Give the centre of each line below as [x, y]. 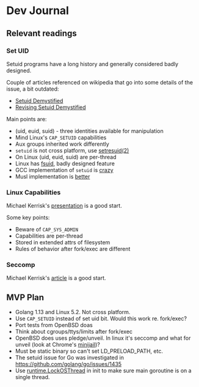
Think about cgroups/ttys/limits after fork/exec [74, 332]
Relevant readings [42, 33]
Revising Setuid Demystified [51, 107]
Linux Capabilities [34, 192]
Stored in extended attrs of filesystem [63, 242]
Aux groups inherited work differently [62, 144]
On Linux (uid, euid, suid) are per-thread [66, 157]
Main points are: [27, 119]
